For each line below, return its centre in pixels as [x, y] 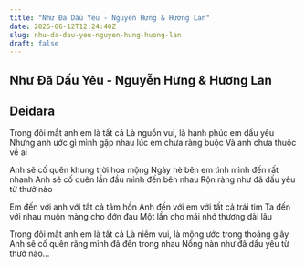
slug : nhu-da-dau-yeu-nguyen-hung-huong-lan [95, 35]
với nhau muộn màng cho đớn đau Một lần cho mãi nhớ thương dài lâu [141, 217]
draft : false [34, 43]
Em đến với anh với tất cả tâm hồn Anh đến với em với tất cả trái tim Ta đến [150, 207]
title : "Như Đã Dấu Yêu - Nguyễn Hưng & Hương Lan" [110, 18]
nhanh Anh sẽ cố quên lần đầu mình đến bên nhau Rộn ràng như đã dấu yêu [152, 179]
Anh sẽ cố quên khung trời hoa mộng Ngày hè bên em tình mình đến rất [144, 170]
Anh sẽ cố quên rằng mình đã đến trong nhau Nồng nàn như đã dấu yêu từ [149, 244]
